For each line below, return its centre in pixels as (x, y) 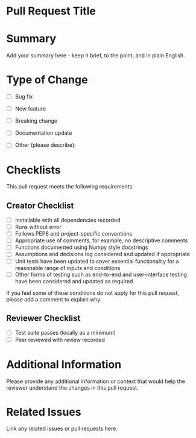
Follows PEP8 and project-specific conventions (74, 234)
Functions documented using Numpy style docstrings (81, 247)
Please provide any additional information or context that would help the (96, 381)
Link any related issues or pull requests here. (62, 429)
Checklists (34, 170)
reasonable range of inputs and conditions (68, 268)
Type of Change (47, 80)
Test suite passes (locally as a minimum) (65, 333)
